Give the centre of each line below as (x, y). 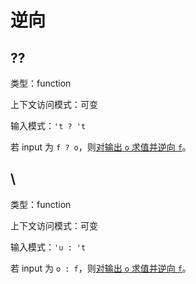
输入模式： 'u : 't (48, 247)
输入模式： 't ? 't (48, 125)
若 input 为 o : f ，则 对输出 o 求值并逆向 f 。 (101, 268)
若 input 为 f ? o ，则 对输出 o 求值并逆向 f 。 (101, 147)
